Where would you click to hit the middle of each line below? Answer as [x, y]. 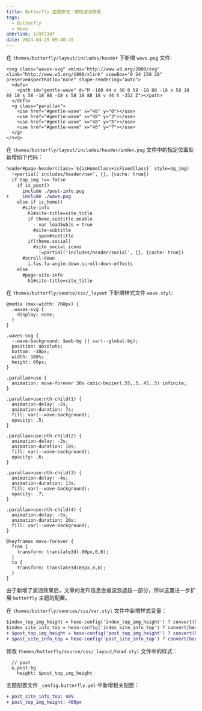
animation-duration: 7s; [43, 410]
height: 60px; [29, 362]
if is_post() [33, 185]
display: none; [36, 315]
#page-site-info [42, 275]
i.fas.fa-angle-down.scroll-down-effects [81, 264]
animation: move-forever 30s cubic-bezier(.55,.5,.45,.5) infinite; [99, 383]
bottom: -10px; [31, 352]
